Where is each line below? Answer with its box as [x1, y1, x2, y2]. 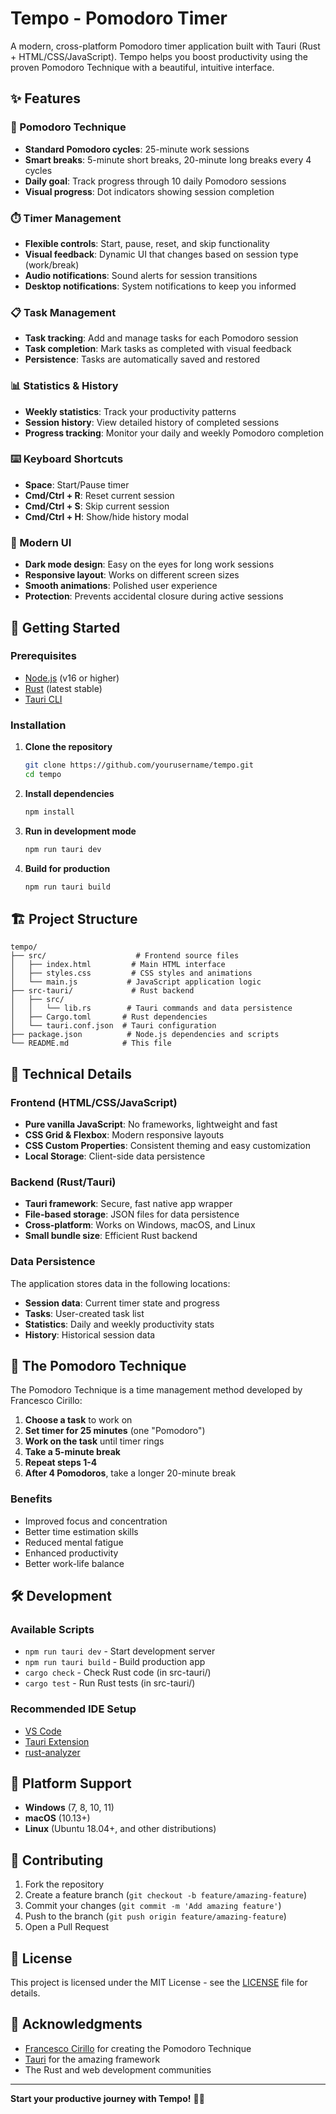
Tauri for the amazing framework [24, 2053, 161, 2065]
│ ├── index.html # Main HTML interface [10, 960, 226, 970]
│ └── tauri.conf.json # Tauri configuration [10, 1021, 217, 1031]
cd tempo [24, 769, 62, 779]
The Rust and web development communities [24, 2063, 212, 2076]
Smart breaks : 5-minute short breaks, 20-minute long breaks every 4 [24, 153, 312, 166]
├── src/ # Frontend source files [10, 951, 240, 961]
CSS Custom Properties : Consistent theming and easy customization [24, 1139, 311, 1151]
